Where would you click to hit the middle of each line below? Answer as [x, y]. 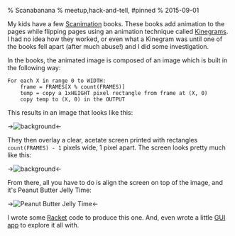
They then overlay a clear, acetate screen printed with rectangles [103, 140]
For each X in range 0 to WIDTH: [57, 81]
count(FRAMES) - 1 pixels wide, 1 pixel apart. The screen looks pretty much [116, 147]
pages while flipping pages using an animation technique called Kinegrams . [118, 32]
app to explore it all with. [43, 225]
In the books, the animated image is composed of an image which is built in [117, 60]
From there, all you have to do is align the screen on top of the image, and [115, 182]
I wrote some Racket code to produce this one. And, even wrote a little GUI [116, 218]
